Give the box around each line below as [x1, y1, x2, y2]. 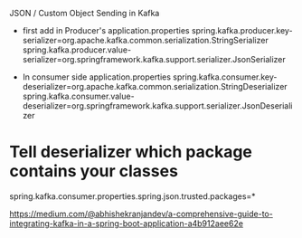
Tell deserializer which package [9, 142, 253, 162]
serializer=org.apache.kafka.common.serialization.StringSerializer [22, 35, 269, 45]
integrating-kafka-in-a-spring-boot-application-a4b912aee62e [9, 217, 244, 229]
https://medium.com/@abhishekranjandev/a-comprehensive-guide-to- [9, 208, 273, 219]
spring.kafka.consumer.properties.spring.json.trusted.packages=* [9, 190, 256, 202]
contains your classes [9, 161, 179, 182]
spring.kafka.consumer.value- [22, 90, 135, 101]
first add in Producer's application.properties [22, 25, 190, 35]
